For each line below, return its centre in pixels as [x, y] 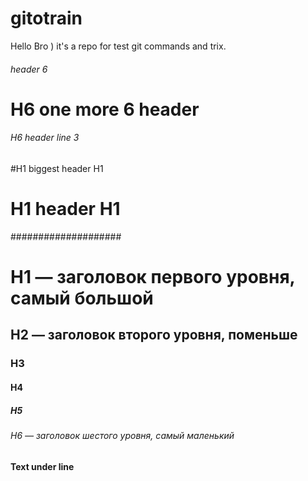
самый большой [82, 298]
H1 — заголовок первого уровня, [153, 277]
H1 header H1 [65, 209]
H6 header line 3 [45, 138]
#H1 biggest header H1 [57, 168]
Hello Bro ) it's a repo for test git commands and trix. [118, 46]
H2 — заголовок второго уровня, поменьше [154, 335]
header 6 [29, 69]
